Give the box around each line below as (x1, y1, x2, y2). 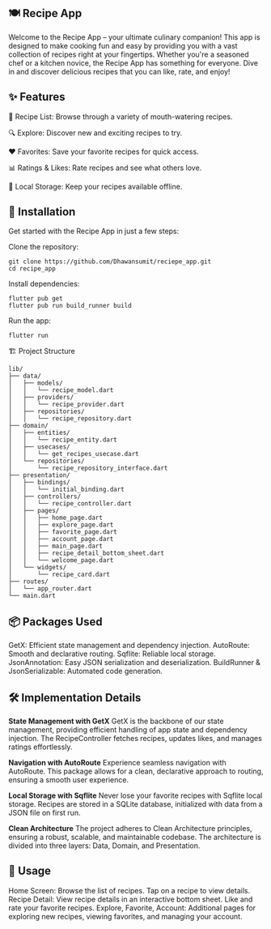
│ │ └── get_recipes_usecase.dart (8, 450, 139, 458)
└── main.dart (8, 592, 57, 600)
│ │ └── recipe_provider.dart (8, 400, 125, 409)
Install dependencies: (8, 279, 80, 289)
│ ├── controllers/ (8, 492, 82, 501)
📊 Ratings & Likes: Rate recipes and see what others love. (8, 163, 202, 173)
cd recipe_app (8, 265, 57, 273)
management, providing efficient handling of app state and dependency (8, 725, 248, 735)
